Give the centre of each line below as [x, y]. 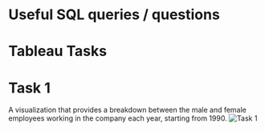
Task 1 [29, 87]
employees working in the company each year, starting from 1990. [118, 118]
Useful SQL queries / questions [114, 15]
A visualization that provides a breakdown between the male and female [128, 110]
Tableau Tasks [57, 52]
